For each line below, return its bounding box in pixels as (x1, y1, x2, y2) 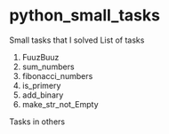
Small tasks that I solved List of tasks (9, 35, 145, 45)
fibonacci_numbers (21, 70, 93, 81)
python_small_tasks (9, 5, 160, 26)
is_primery (21, 80, 61, 91)
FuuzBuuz (21, 51, 60, 62)
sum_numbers (21, 61, 75, 72)
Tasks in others (9, 116, 65, 127)
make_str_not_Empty (21, 99, 100, 109)
